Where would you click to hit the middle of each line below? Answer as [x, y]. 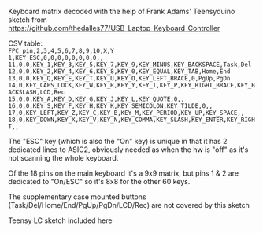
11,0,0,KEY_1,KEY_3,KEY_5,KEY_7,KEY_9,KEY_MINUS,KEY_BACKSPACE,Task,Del [130, 65]
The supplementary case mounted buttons [78, 197]
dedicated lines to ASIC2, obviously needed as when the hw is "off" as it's [128, 150]
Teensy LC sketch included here [60, 220]
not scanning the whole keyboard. [63, 158]
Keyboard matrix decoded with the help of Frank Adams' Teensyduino [122, 11]
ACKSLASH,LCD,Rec [37, 92]
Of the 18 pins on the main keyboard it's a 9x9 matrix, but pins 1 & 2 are [124, 173]
